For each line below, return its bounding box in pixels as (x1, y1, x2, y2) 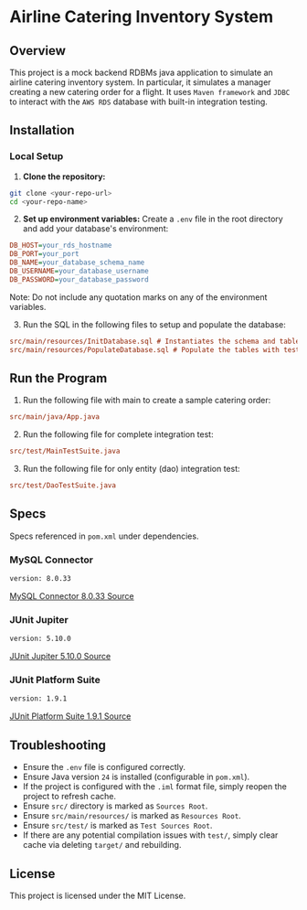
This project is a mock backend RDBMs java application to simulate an (9, 67, 274, 78)
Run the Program (9, 370, 108, 386)
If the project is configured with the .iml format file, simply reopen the (22, 781, 288, 792)
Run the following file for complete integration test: (22, 429, 214, 440)
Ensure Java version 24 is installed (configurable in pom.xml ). (22, 771, 250, 783)
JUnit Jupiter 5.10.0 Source (9, 651, 111, 662)
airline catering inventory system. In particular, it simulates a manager (9, 77, 271, 88)
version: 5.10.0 (9, 634, 71, 644)
